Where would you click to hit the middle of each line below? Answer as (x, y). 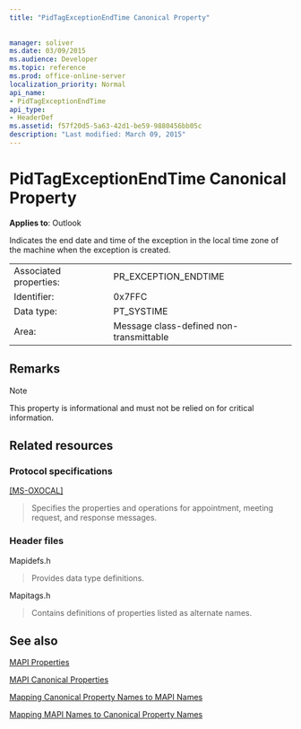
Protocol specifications (61, 470)
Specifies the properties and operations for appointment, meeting (152, 508)
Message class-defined (164, 326)
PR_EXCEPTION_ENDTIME (169, 277)
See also (34, 641)
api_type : (28, 110)
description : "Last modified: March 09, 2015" (98, 135)
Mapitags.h (30, 595)
